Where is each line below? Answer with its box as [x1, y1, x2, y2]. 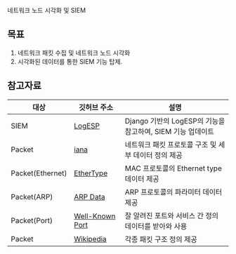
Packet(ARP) [11, 192, 53, 201]
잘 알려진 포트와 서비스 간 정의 [124, 210, 219, 220]
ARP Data [73, 192, 105, 201]
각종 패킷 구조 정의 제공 [124, 234, 198, 244]
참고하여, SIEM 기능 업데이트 [124, 126, 214, 136]
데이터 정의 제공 [133, 150, 183, 160]
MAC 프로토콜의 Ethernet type [124, 163, 223, 173]
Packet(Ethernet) [11, 168, 67, 178]
